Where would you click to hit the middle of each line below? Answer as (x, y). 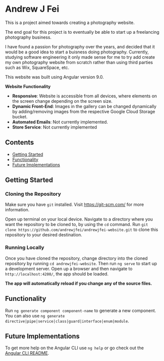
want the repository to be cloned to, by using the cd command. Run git (77, 225)
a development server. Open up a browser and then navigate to (69, 269)
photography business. (28, 37)
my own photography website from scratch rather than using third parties (79, 62)
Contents (20, 143)
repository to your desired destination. (44, 235)
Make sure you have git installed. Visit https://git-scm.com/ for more (75, 204)
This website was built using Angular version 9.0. (55, 77)
